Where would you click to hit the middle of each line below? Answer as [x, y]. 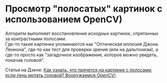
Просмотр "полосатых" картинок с [84, 9]
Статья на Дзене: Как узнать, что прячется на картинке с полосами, [79, 70]
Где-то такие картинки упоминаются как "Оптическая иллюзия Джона [82, 44]
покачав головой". [25, 60]
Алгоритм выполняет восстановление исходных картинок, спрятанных [82, 33]
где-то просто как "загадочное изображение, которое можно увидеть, [81, 55]
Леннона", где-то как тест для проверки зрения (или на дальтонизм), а [82, 49]
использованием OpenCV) [64, 19]
